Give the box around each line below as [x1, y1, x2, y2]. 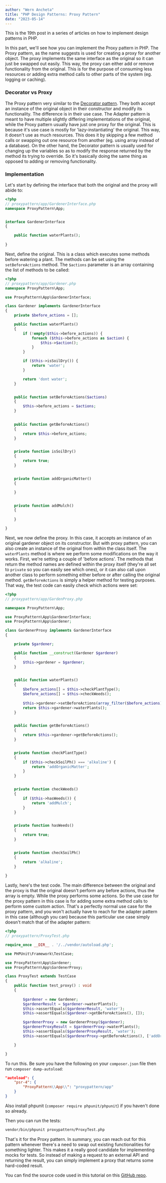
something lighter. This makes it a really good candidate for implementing [5, 1147, 155, 1153]
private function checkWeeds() [14, 787, 79, 792]
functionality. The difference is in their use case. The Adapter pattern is [5, 111, 150, 117]
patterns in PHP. [5, 35, 39, 41]
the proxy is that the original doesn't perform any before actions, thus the [5, 888, 155, 894]
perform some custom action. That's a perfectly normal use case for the [5, 904, 152, 910]
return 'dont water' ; [23, 377, 68, 382]
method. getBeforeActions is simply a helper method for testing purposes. [5, 577, 156, 583]
